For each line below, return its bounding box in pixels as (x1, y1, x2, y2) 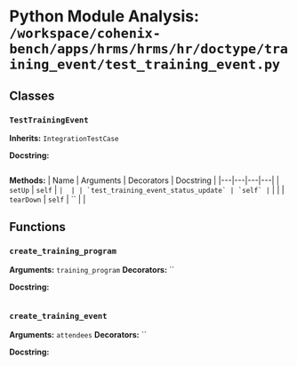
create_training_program (9, 246, 117, 257)
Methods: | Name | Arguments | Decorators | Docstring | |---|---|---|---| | (9, 175, 280, 186)
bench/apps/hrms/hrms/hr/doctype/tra (9, 41, 289, 58)
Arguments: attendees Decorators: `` (9, 329, 147, 339)
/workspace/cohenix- (9, 25, 162, 42)
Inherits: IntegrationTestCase (9, 132, 119, 143)
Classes (9, 88, 55, 103)
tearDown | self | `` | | (9, 194, 86, 204)
